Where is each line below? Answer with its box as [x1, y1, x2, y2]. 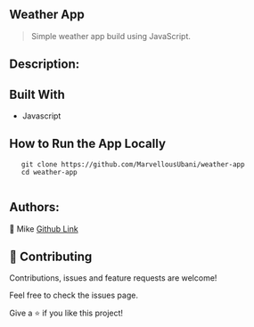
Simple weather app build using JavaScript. [30, 30, 192, 41]
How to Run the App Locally [9, 136, 167, 151]
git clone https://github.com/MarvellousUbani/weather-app [20, 159, 245, 168]
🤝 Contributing [9, 249, 93, 265]
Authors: [9, 200, 60, 215]
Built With [9, 86, 65, 102]
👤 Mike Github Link [9, 223, 78, 234]
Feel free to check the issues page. [9, 290, 138, 301]
